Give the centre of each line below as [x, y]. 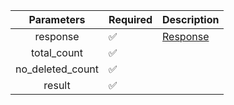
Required [130, 19]
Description [191, 19]
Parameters [57, 19]
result [57, 85]
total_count [57, 52]
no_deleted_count [57, 69]
